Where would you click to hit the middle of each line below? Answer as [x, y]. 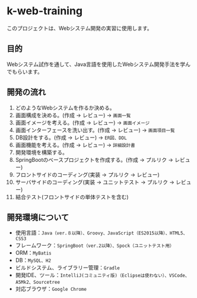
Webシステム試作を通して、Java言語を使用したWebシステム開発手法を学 [96, 64]
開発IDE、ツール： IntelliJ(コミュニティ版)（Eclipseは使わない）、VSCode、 [102, 275]
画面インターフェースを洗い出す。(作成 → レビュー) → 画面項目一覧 [95, 130]
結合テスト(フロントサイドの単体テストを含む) [72, 197]
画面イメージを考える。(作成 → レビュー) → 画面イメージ [82, 123]
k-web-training [45, 11]
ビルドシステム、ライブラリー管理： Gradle [68, 268]
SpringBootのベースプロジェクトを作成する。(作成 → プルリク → [94, 159]
